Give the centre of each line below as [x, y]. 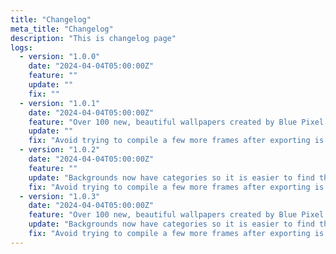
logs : [21, 47]
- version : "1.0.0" [60, 57]
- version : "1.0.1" [60, 103]
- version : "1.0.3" [60, 196]
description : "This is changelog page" [93, 38]
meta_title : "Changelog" [62, 29]
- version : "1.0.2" [60, 150]
